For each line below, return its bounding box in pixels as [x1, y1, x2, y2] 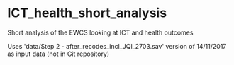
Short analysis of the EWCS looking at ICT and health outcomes [7, 28, 194, 37]
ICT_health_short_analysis [7, 5, 167, 21]
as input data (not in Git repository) [7, 49, 110, 58]
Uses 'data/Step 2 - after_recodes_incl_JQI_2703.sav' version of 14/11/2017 [7, 42, 227, 50]
